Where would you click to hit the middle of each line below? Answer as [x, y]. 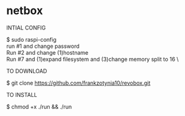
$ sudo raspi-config [32, 39]
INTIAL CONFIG [26, 28]
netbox [25, 11]
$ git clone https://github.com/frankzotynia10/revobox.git [78, 83]
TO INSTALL [22, 95]
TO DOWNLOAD [27, 71]
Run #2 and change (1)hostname [47, 52]
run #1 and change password [43, 46]
